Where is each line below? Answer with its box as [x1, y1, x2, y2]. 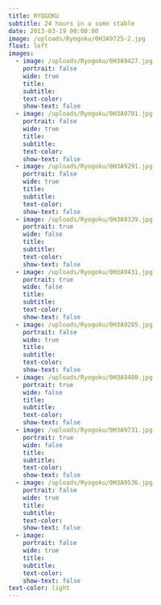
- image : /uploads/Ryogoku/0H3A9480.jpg [15, 373, 153, 381]
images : [8, 49, 35, 58]
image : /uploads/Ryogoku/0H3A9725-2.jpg [8, 34, 147, 43]
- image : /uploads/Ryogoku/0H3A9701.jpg [15, 110, 153, 118]
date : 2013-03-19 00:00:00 [8, 27, 99, 35]
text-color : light [8, 584, 70, 592]
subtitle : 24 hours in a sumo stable [8, 19, 135, 28]
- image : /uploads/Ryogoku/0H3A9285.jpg [15, 321, 153, 329]
